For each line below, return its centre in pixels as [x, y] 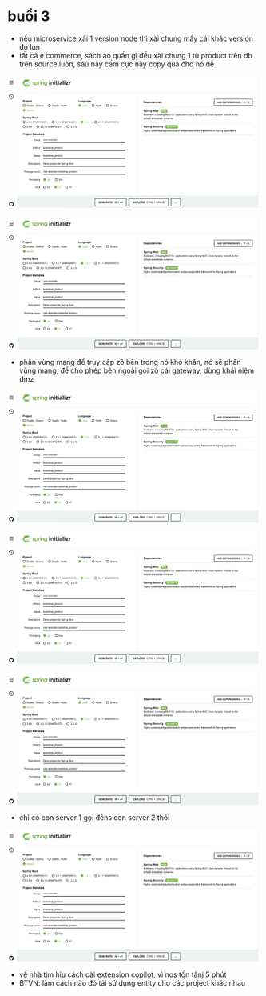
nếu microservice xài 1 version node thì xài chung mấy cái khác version [136, 38]
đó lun [30, 46]
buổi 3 [29, 16]
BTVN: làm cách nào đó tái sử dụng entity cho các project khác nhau [132, 982]
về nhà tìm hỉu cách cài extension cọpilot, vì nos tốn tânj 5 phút [123, 974]
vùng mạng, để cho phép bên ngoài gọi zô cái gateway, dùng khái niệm [137, 370]
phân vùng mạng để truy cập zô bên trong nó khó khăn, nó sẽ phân [130, 362]
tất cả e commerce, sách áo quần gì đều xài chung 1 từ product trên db [136, 55]
